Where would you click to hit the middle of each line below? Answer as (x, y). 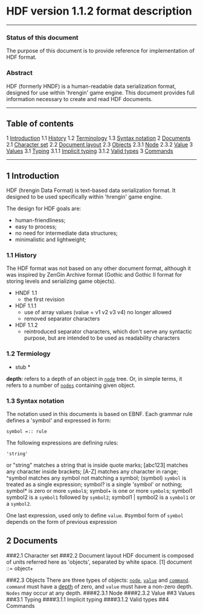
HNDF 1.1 (26, 293)
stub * (23, 367)
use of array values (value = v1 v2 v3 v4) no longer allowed (98, 312)
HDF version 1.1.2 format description (99, 11)
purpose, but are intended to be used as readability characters (102, 338)
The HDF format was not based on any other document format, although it (99, 268)
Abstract (20, 73)
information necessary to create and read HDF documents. (79, 99)
